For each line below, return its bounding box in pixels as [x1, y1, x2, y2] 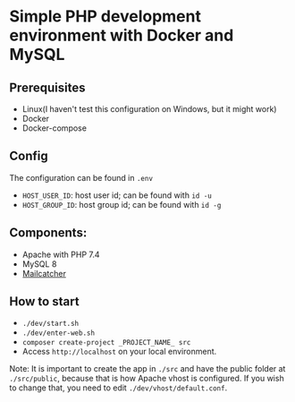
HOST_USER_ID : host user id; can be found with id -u [21, 190, 212, 201]
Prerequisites [9, 80, 86, 95]
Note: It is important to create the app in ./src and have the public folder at [9, 364, 286, 374]
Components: [9, 226, 88, 241]
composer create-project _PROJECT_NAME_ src [21, 338, 191, 347]
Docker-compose [21, 123, 88, 133]
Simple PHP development [9, 6, 201, 27]
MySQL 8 [21, 258, 57, 269]
